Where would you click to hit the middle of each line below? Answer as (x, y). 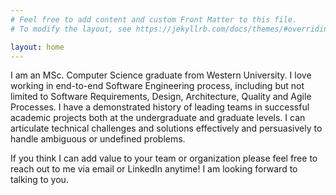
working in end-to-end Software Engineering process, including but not (157, 86)
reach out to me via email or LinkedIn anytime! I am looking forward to (154, 169)
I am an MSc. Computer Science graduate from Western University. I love (161, 75)
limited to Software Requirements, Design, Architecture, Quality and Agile (161, 97)
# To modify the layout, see (71, 29)
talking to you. (39, 180)
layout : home (37, 47)
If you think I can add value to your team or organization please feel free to (164, 158)
